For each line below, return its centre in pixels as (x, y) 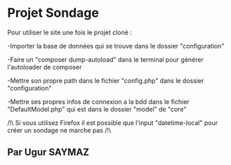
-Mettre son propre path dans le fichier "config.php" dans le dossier (106, 80)
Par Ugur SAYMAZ (48, 152)
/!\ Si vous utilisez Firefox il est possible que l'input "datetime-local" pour (113, 123)
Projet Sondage (53, 13)
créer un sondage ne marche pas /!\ (59, 130)
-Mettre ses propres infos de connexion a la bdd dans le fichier (98, 101)
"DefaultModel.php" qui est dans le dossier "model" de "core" (97, 109)
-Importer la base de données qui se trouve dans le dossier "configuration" (116, 46)
